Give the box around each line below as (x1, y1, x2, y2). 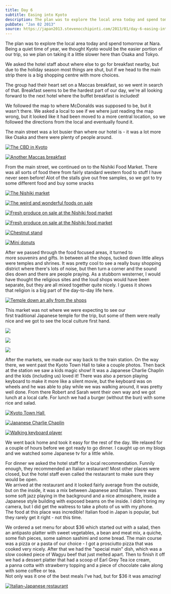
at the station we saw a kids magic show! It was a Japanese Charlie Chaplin (5, 367, 164, 374)
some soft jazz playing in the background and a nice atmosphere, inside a (5, 493, 160, 499)
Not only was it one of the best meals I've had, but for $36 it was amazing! (5, 573, 161, 579)
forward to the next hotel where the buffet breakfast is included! (5, 93, 139, 99)
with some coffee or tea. (5, 567, 57, 574)
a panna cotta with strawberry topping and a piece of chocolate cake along (5, 562, 163, 568)
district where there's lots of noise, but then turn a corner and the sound (5, 266, 157, 272)
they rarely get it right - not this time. (5, 514, 82, 521)
